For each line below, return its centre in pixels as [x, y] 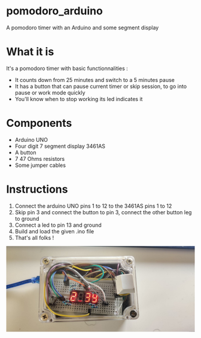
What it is [30, 52]
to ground [27, 218]
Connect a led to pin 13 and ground [58, 225]
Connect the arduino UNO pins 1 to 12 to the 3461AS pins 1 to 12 [93, 206]
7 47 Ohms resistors [40, 159]
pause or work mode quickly [50, 92]
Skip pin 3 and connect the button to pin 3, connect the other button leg [103, 212]
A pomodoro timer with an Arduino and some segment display [83, 28]
